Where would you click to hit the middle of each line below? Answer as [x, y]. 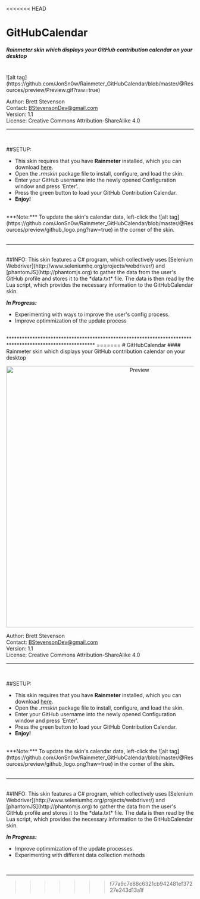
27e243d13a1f [127, 890]
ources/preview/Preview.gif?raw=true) [53, 90]
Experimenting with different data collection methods [80, 855]
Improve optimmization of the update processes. [74, 849]
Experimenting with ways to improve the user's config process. [92, 315]
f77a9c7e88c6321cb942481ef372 [151, 884]
